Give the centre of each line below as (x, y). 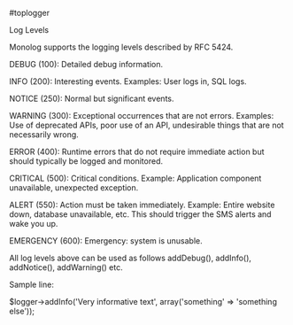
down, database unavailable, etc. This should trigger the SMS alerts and (140, 214)
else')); (22, 311)
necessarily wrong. (44, 135)
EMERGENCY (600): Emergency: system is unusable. (106, 241)
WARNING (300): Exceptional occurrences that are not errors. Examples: (142, 116)
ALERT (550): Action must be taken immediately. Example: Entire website (142, 205)
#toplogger (30, 13)
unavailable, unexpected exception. (74, 188)
